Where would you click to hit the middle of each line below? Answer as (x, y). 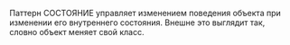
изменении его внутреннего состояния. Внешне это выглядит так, (137, 22)
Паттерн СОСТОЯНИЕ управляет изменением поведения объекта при (145, 13)
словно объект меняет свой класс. (77, 32)
